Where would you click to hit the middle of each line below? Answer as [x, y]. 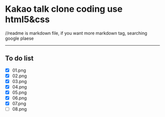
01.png [19, 70]
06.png [19, 98]
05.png [19, 92]
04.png [19, 87]
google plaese [19, 38]
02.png [19, 76]
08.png [19, 109]
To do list [19, 58]
